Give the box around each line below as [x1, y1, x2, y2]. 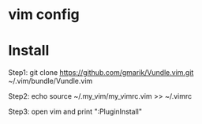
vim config [8, 6, 80, 24]
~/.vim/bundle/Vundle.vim [8, 77, 93, 86]
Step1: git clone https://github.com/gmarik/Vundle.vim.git [8, 68, 194, 77]
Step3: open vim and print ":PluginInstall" [8, 107, 143, 116]
